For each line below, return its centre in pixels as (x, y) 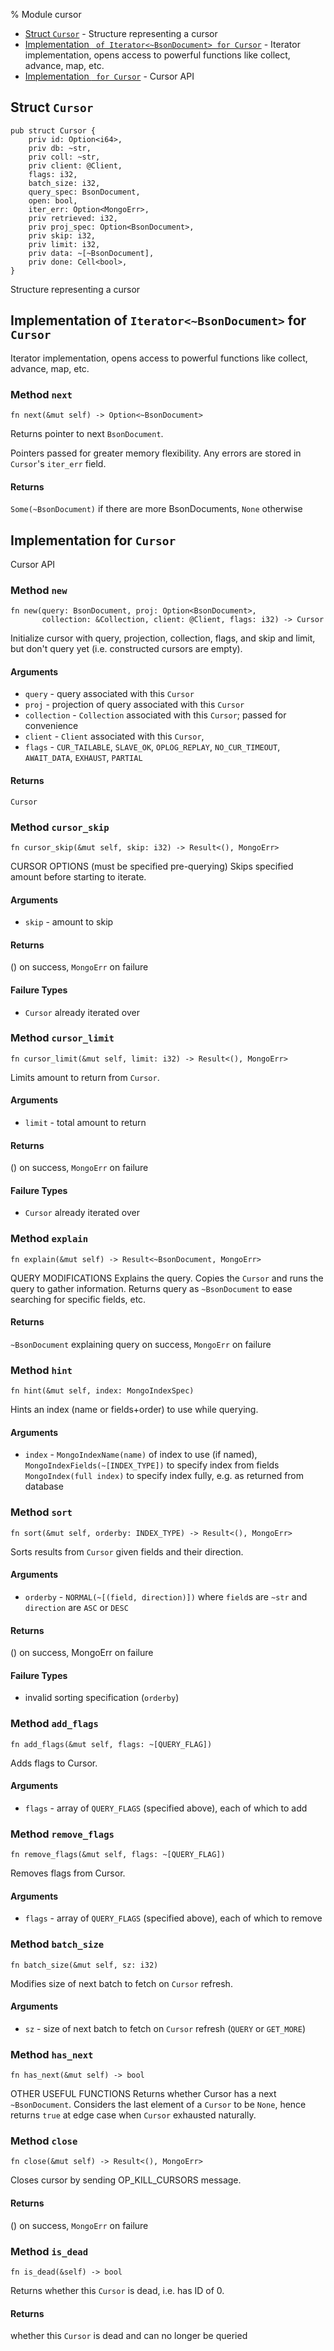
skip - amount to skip (69, 922)
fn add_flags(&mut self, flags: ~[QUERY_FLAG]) (111, 1744)
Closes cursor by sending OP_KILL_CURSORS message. (126, 2180)
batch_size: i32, (64, 183)
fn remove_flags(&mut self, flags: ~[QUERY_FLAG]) (118, 1855)
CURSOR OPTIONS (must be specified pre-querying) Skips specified (152, 866)
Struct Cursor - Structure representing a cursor (121, 33)
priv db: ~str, (60, 148)
